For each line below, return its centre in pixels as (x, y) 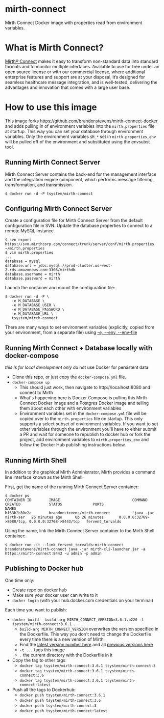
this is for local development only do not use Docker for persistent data (77, 367)
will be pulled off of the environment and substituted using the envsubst (78, 141)
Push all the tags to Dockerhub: (44, 690)
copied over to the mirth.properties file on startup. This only (81, 419)
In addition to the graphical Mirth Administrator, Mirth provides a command (80, 472)
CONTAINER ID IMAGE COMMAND (76, 500)
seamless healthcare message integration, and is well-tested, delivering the (81, 82)
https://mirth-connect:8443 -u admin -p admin (53, 553)
